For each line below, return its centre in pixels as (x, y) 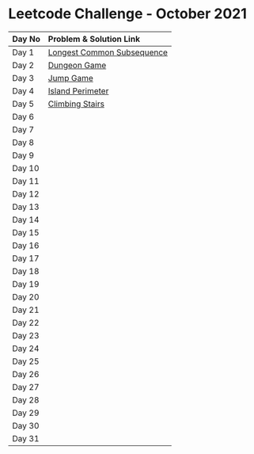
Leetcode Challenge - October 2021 (127, 14)
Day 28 (26, 399)
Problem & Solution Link (94, 39)
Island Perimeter (78, 90)
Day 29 (26, 413)
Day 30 (26, 425)
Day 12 (26, 193)
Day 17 (26, 258)
